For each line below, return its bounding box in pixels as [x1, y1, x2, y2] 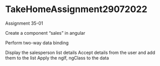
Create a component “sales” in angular [5, 30, 86, 36]
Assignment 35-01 [5, 20, 43, 26]
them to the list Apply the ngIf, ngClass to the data [5, 54, 109, 61]
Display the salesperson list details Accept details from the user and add [5, 49, 155, 55]
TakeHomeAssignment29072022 [5, 4, 147, 15]
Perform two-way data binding [5, 39, 69, 46]
